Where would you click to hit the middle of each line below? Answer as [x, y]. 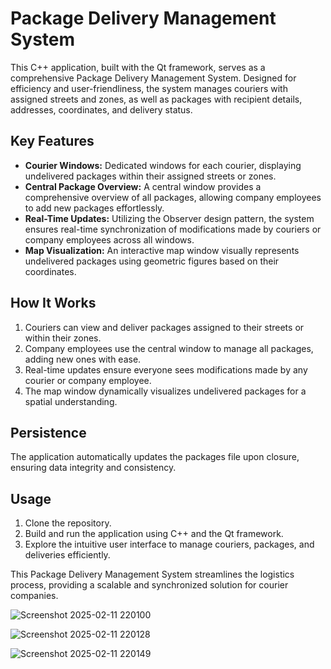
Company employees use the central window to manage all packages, [169, 348]
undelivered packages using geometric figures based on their [152, 261]
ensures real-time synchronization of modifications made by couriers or [173, 229]
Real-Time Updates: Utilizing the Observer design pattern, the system [169, 218]
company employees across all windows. [109, 239]
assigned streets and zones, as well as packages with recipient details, [156, 99]
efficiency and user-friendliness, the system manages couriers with [149, 88]
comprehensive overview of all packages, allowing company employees [173, 197]
